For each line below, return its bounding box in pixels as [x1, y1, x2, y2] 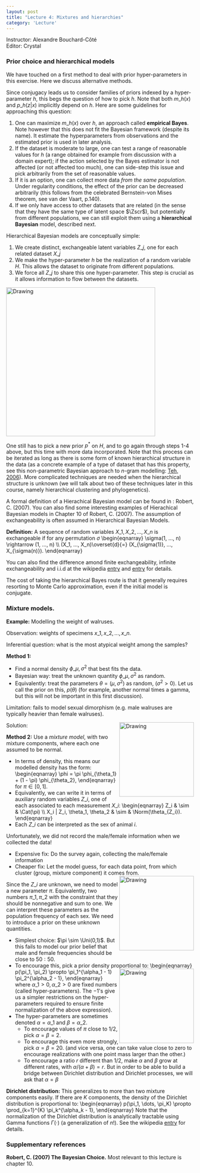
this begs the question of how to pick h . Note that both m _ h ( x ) [39, 95, 191, 102]
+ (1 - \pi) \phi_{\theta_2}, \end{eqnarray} [14, 776, 116, 783]
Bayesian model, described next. [14, 220, 96, 228]
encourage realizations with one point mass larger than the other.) [23, 1050, 186, 1057]
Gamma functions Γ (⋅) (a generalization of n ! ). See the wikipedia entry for [6, 1119, 186, 1126]
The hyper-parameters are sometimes [14, 1012, 108, 1019]
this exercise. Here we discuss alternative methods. [6, 77, 133, 84]
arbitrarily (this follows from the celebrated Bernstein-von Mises [14, 189, 173, 196]
